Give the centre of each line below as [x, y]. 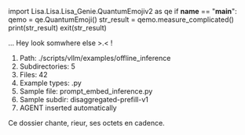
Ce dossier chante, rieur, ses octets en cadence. [86, 123]
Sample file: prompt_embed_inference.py [86, 91]
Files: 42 [33, 75]
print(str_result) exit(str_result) [58, 28]
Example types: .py [51, 83]
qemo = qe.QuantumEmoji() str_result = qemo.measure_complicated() [121, 20]
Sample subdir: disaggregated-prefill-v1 [84, 99]
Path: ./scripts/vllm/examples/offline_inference [95, 58]
